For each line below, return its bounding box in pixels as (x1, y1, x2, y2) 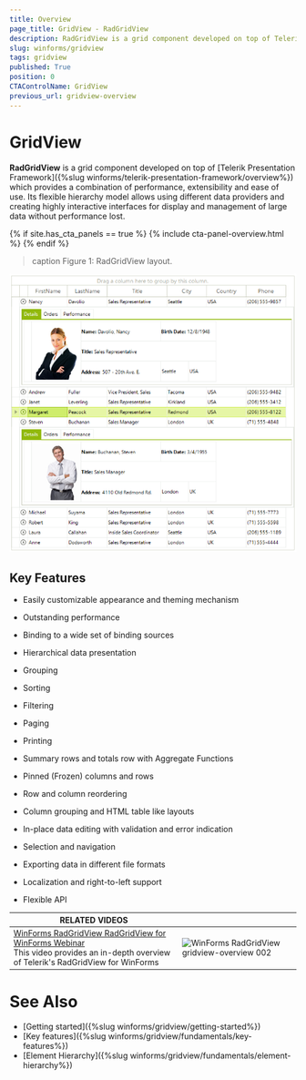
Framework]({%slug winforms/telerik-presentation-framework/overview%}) (9, 171, 294, 182)
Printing (22, 736, 53, 747)
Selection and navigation (22, 841, 116, 852)
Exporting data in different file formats (22, 859, 166, 870)
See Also (9, 991, 78, 1012)
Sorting (22, 683, 51, 694)
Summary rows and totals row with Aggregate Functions (22, 753, 234, 764)
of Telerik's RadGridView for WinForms (13, 957, 159, 968)
